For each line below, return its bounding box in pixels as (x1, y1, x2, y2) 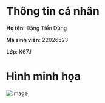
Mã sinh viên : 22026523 (6, 36, 69, 43)
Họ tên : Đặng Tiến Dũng (6, 24, 67, 32)
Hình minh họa (6, 69, 81, 83)
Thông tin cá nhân (6, 4, 100, 18)
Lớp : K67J (6, 48, 32, 55)
